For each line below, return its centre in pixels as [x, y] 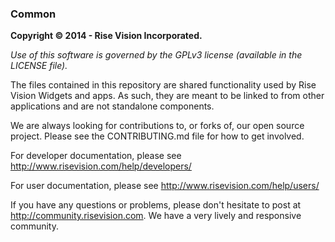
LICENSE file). [39, 66]
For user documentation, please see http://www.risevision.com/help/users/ [165, 186]
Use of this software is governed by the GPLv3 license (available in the [156, 55]
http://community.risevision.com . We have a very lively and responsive [156, 216]
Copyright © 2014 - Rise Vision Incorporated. [106, 36]
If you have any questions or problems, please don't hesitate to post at [156, 205]
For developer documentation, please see [96, 156]
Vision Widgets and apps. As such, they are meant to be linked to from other [167, 96]
